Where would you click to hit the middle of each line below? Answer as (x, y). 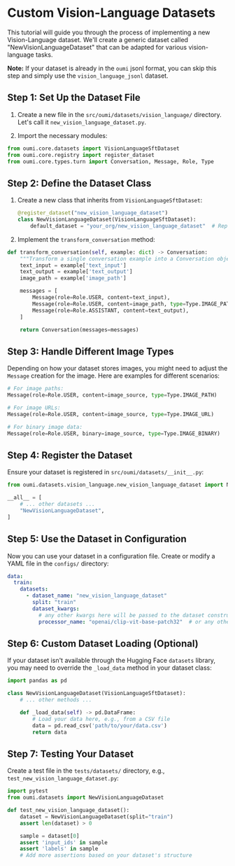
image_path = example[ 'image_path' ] (73, 278)
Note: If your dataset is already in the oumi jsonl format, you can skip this (112, 68)
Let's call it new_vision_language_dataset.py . (82, 122)
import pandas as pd (37, 681)
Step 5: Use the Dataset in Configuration (97, 539)
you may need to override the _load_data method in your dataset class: (109, 668)
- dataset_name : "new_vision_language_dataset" (97, 596)
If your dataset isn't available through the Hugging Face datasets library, (111, 661)
